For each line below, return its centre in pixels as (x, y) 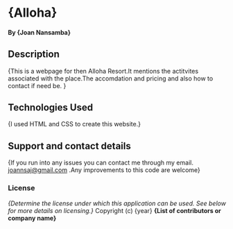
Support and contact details (69, 146)
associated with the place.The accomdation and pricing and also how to (111, 78)
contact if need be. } (37, 85)
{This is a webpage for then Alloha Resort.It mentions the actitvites (103, 71)
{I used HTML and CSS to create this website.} (75, 124)
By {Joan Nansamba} (40, 32)
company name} (32, 218)
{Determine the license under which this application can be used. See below (117, 203)
